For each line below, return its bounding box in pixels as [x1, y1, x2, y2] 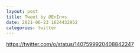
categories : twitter [6, 24, 57, 31]
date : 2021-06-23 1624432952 [6, 19, 78, 25]
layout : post [6, 8, 38, 15]
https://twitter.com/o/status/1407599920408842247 [6, 41, 134, 48]
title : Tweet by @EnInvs [6, 14, 67, 20]
